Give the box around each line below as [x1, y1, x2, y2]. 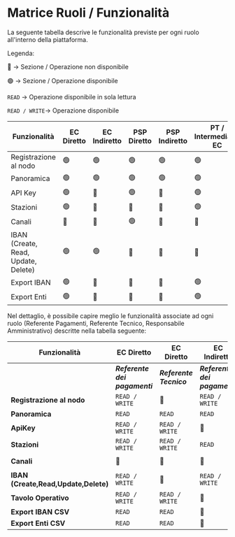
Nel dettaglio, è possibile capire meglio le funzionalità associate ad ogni [7, 311, 214, 320]
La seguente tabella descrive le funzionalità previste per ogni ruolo [7, 28, 199, 36]
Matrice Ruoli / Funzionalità [7, 5, 170, 21]
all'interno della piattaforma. [7, 35, 89, 43]
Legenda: [7, 49, 35, 57]
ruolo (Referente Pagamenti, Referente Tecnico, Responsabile [7, 319, 185, 327]
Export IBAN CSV [10, 507, 70, 517]
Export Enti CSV [10, 518, 66, 528]
